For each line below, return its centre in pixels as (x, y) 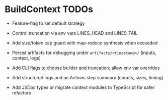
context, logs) (26, 58)
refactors (21, 92)
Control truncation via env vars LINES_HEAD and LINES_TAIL (75, 33)
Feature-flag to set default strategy (48, 23)
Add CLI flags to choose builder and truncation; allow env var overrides (86, 68)
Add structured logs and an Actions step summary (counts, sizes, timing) (88, 77)
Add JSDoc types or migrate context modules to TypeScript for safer (83, 87)
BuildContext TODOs (49, 9)
